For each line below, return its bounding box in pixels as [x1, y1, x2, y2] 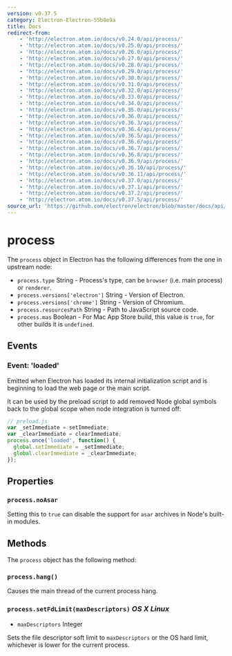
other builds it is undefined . [17, 320, 95, 328]
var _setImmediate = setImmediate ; [7, 424, 110, 432]
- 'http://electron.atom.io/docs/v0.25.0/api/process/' [19, 42, 184, 49]
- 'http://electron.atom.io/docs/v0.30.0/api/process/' [19, 74, 184, 81]
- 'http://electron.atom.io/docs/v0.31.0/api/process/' [19, 81, 184, 88]
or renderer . [17, 283, 52, 291]
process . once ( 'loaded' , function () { [7, 437, 116, 444]
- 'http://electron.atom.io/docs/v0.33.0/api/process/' [19, 94, 184, 101]
